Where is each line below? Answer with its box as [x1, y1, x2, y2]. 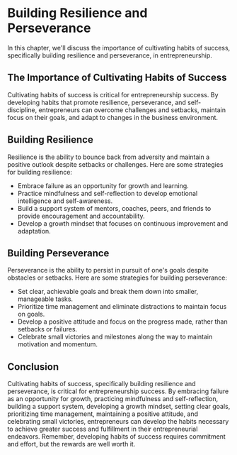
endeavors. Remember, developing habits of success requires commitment [7, 432, 226, 441]
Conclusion [7, 361, 59, 373]
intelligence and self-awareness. [17, 197, 113, 205]
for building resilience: [7, 168, 73, 176]
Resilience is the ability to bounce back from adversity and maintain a [7, 153, 210, 161]
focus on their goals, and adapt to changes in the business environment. [7, 113, 218, 121]
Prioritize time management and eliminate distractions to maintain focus [17, 302, 227, 311]
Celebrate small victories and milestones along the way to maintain [17, 332, 213, 341]
